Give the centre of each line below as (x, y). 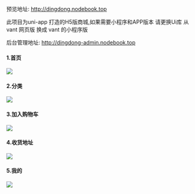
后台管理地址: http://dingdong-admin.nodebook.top (71, 42)
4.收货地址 (20, 143)
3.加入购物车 (22, 114)
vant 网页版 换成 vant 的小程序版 (47, 30)
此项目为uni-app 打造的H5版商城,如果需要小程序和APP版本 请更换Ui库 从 (98, 22)
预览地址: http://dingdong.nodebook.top (57, 9)
